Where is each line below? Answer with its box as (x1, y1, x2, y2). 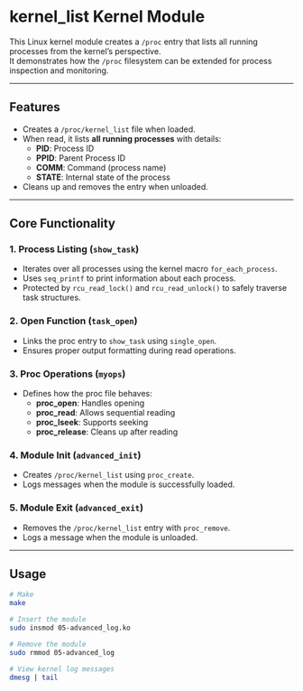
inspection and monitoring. (9, 65, 109, 76)
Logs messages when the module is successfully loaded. (22, 479, 235, 490)
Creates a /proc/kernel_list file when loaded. (22, 124, 196, 135)
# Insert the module (9, 615, 87, 624)
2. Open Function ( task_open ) (9, 314, 138, 327)
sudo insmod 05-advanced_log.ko (9, 623, 131, 633)
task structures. (22, 292, 81, 303)
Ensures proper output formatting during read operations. (22, 345, 236, 356)
